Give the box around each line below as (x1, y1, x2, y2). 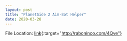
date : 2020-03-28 (5, 16, 42, 21)
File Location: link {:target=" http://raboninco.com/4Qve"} (5, 30, 122, 36)
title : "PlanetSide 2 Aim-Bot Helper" (5, 12, 86, 17)
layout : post (5, 7, 33, 12)
